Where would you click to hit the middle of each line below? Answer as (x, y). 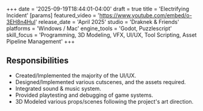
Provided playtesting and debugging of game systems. (84, 95)
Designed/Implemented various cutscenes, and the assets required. (101, 82)
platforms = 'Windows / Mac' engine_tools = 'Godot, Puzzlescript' (89, 28)
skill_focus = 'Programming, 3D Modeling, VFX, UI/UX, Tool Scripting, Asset (102, 35)
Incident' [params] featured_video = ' (53, 15)
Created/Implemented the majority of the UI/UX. (76, 75)
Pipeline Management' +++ (41, 41)
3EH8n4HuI (21, 22)
